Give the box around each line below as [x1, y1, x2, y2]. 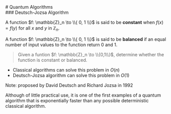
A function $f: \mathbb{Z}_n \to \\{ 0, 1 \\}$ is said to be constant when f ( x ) [5, 19, 164, 25]
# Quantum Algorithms [5, 4, 53, 10]
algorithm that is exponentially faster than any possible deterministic [5, 97, 149, 103]
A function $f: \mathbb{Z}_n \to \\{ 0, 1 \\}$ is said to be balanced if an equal [5, 36, 166, 42]
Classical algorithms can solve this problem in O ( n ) [12, 66, 120, 73]
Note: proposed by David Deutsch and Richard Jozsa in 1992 [5, 82, 133, 88]
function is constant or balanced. [17, 57, 88, 63]
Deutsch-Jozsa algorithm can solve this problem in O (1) [12, 72, 130, 78]
